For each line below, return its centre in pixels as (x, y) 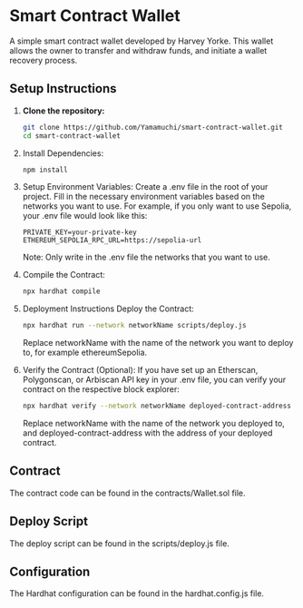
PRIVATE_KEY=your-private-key (80, 232)
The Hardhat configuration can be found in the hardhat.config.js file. (137, 593)
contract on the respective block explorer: (101, 389)
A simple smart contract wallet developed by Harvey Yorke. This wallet (142, 41)
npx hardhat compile (61, 291)
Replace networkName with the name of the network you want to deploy (158, 343)
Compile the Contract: (64, 275)
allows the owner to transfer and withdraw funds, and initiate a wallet (138, 50)
